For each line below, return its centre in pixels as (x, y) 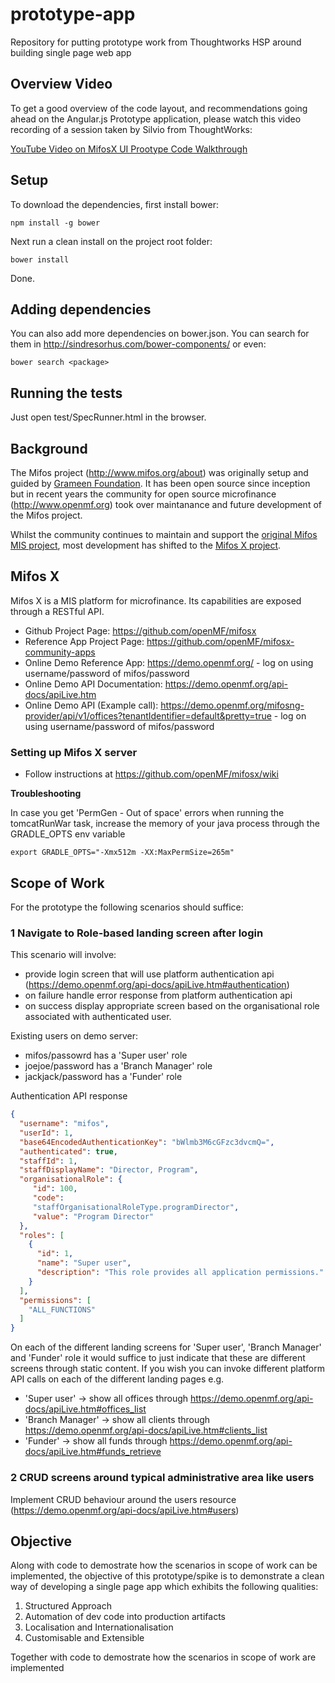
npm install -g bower (55, 223)
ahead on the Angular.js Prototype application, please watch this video (156, 119)
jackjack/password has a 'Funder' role (103, 1077)
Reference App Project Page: (84, 641)
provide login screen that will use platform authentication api (149, 974)
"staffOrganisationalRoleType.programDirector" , (136, 1207)
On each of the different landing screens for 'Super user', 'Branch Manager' (166, 1347)
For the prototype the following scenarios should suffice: (127, 907)
